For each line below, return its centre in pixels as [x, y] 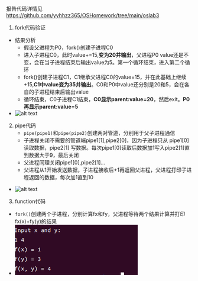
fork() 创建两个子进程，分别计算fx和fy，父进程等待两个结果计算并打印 [100, 214]
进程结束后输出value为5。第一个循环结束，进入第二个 [120, 62]
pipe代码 [25, 125]
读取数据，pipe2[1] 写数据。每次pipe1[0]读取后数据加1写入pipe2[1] [104, 148]
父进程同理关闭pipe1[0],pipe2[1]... [64, 162]
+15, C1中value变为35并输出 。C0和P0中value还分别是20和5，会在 [104, 84]
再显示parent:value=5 [51, 106]
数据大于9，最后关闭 [54, 155]
